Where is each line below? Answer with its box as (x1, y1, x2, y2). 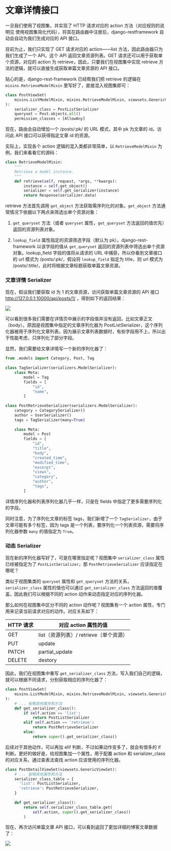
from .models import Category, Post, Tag (5, 356, 95, 361)
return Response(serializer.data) (23, 193, 97, 198)
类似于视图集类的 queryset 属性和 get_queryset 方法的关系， (5, 579, 132, 585)
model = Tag (23, 375, 49, 380)
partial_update (38, 648, 73, 655)
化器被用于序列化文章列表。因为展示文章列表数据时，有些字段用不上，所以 (5, 328, 161, 335)
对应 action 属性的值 (58, 622, 108, 629)
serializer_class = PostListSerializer (14, 106, 99, 112)
